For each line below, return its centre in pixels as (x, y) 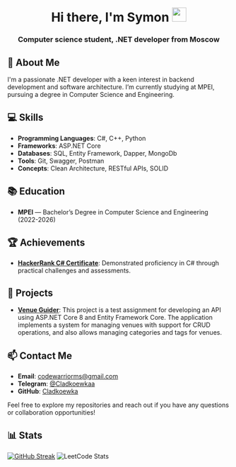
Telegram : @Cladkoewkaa (56, 384)
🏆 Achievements (46, 242)
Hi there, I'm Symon (110, 17)
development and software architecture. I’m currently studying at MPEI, (111, 87)
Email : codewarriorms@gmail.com (68, 376)
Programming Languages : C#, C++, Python (82, 138)
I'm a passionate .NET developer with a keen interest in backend (101, 79)
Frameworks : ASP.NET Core (59, 146)
